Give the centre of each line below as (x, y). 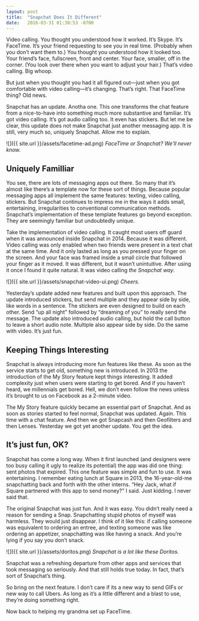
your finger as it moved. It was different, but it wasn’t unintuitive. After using (99, 264)
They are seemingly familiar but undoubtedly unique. (70, 221)
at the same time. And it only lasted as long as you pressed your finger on (96, 251)
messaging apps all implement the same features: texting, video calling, (94, 196)
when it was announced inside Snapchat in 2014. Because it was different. (97, 239)
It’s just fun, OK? (38, 445)
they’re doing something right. (43, 600)
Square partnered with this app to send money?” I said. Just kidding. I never (99, 490)
